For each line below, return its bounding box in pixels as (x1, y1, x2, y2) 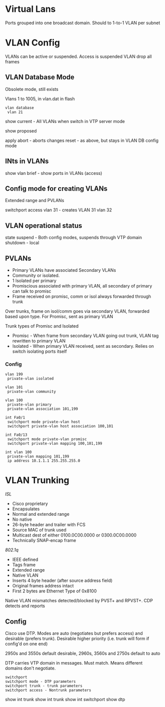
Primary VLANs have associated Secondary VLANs (12, 267, 116, 273)
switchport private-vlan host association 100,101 (7, 424, 113, 429)
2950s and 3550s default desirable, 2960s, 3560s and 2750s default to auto (5, 650, 161, 656)
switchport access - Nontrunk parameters (5, 688, 92, 693)
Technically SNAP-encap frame (12, 538, 76, 543)
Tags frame (12, 562, 36, 568)
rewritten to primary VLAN (12, 337, 66, 344)
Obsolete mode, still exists (5, 86, 59, 92)
